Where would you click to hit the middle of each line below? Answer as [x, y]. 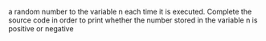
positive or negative [41, 29]
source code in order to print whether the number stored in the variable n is [133, 20]
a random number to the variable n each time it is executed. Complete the [130, 12]
